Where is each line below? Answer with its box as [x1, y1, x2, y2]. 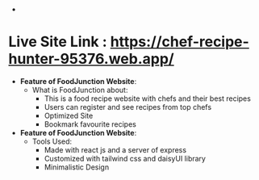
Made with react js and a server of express [44, 144, 187, 154]
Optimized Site [44, 111, 94, 120]
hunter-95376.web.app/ [8, 50, 175, 69]
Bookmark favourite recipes [44, 119, 137, 129]
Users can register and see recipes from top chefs [44, 102, 212, 111]
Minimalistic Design [44, 162, 110, 172]
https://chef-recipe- [110, 33, 250, 51]
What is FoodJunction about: [31, 85, 128, 94]
